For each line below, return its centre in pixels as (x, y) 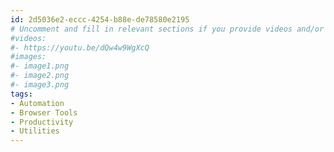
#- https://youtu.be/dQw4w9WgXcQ (80, 47)
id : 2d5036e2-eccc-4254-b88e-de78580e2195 (100, 19)
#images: (28, 57)
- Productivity (42, 122)
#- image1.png (40, 66)
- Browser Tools (44, 112)
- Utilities (35, 131)
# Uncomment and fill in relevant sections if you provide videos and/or (167, 29)
